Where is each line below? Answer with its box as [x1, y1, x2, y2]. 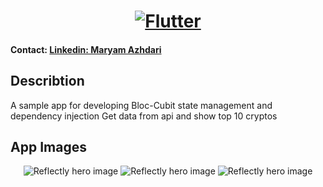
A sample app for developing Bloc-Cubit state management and [10, 99, 273, 111]
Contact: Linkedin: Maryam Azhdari [10, 43, 162, 55]
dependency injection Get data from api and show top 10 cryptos [10, 110, 278, 122]
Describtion [10, 73, 85, 90]
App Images [10, 138, 87, 155]
